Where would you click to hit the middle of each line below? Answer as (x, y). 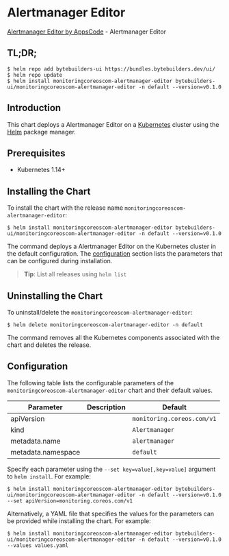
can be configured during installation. (60, 261)
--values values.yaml (38, 545)
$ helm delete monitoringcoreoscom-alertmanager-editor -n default (105, 325)
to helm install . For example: (49, 476)
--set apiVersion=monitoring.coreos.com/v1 (70, 501)
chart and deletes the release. (49, 345)
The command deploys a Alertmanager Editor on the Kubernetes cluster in (112, 246)
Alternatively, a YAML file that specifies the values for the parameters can (110, 513)
